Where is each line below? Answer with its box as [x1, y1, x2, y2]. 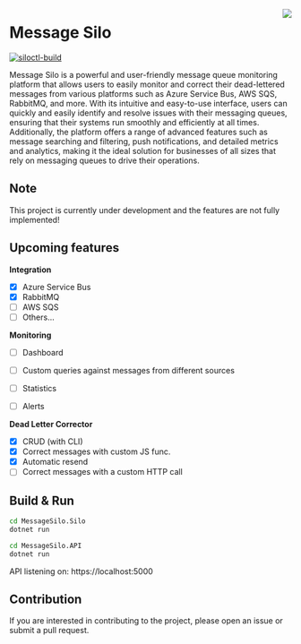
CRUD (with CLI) [21, 436, 83, 447]
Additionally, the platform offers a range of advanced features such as [9, 126, 269, 137]
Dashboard [21, 347, 64, 357]
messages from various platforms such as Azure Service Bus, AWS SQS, [9, 88, 278, 99]
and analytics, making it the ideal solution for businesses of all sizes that [9, 145, 276, 156]
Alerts [21, 401, 45, 411]
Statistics [21, 382, 56, 393]
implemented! [9, 214, 60, 225]
